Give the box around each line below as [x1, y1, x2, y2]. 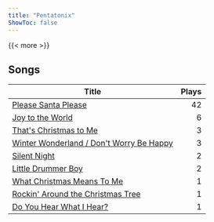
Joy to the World [12, 112, 73, 123]
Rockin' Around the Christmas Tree [12, 189, 141, 200]
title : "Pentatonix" [8, 11, 76, 20]
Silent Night [12, 151, 55, 162]
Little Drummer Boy [12, 163, 84, 174]
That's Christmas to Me [12, 125, 98, 136]
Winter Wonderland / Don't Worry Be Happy [12, 138, 174, 149]
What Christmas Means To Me [12, 176, 124, 187]
